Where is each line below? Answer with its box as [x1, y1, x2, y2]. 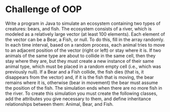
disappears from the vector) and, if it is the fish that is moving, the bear [5, 74, 154, 80]
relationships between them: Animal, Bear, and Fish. [5, 101, 114, 107]
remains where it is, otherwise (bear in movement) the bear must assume [5, 80, 158, 86]
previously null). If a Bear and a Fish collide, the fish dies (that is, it [5, 68, 144, 74]
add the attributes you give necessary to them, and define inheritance [5, 95, 151, 102]
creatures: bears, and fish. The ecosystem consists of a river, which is [5, 25, 152, 31]
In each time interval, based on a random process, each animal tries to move [5, 42, 165, 48]
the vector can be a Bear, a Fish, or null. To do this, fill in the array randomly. [5, 36, 165, 43]
